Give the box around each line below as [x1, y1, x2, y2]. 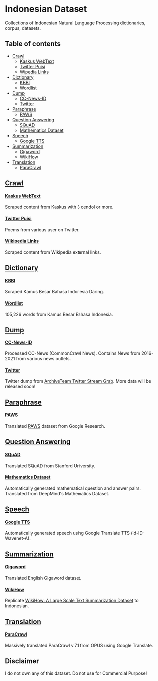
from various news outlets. [16, 356, 71, 362]
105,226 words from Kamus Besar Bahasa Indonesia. [5, 311, 113, 317]
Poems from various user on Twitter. [5, 226, 79, 233]
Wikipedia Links [5, 238, 39, 244]
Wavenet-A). [5, 535, 31, 541]
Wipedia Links [19, 69, 49, 75]
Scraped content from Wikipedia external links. [5, 249, 101, 255]
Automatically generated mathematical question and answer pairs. [5, 485, 141, 491]
